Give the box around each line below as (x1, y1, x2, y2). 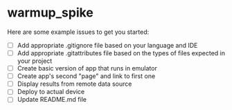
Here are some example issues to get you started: (7, 28, 150, 36)
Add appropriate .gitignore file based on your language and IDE (17, 41, 198, 49)
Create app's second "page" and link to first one (17, 72, 156, 80)
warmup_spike (7, 5, 93, 21)
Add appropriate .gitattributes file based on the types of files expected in (17, 49, 226, 57)
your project (17, 57, 53, 65)
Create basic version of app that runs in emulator (17, 64, 157, 73)
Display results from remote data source (17, 80, 132, 88)
